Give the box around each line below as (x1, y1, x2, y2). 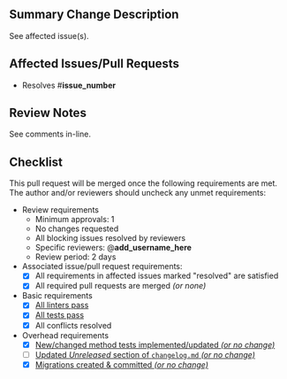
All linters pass (34, 300, 89, 311)
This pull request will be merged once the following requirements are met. (9, 178, 278, 189)
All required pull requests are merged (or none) (34, 281, 207, 291)
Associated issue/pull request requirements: (21, 261, 183, 272)
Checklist (9, 154, 64, 169)
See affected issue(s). (9, 30, 90, 41)
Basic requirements (21, 290, 93, 301)
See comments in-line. (9, 128, 91, 140)
